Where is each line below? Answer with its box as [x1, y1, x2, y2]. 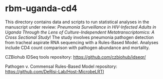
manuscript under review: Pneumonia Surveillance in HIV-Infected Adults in [5, 24, 157, 30]
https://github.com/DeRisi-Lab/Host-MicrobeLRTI [5, 68, 105, 74]
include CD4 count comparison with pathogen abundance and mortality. [5, 45, 150, 50]
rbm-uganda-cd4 [5, 3, 78, 14]
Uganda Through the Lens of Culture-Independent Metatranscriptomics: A [5, 29, 155, 35]
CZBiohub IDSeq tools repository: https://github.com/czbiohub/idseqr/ [5, 54, 146, 60]
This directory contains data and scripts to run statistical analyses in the [5, 19, 149, 25]
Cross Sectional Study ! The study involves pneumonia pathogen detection [5, 34, 154, 40]
